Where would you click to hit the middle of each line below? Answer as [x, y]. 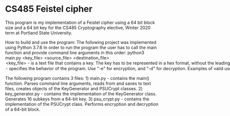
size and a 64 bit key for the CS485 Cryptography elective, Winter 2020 [78, 27]
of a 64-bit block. [23, 109]
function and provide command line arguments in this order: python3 [75, 53]
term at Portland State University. [39, 33]
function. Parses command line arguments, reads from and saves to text [78, 83]
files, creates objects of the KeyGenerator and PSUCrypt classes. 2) [74, 88]
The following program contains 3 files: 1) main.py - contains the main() [77, 78]
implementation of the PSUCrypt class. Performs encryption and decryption [82, 104]
